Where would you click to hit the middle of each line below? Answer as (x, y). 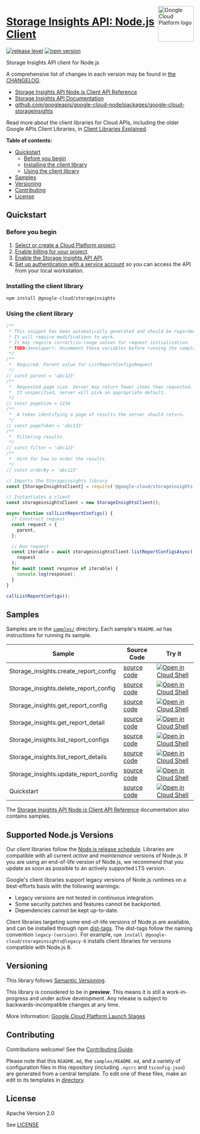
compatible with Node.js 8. (39, 947)
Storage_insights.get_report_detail (57, 723)
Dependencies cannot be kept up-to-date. (67, 910)
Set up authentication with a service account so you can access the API (103, 264)
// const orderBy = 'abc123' (42, 470)
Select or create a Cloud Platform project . (66, 245)
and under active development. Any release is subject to (99, 998)
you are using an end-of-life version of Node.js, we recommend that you (95, 862)
